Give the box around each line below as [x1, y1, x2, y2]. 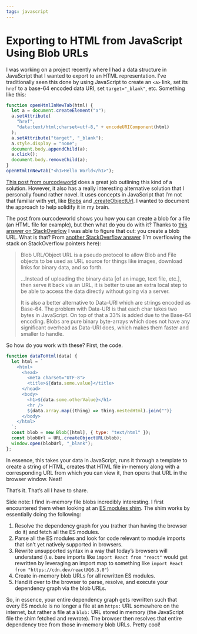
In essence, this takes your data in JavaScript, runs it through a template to [6, 456, 188, 463]
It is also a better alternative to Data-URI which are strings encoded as [20, 299, 191, 306]
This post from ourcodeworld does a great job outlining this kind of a [6, 178, 172, 185]
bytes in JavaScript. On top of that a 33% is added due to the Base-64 [20, 311, 192, 318]
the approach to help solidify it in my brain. [6, 203, 110, 211]
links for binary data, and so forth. [20, 263, 103, 271]
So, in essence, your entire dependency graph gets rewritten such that [6, 596, 178, 603]
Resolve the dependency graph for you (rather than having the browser [14, 522, 188, 529]
